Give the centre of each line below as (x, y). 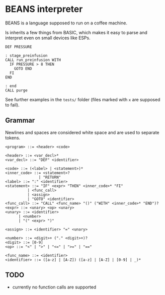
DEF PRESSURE (19, 47)
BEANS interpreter (44, 9)
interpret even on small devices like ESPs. (48, 38)
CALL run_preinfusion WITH (33, 60)
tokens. (13, 138)
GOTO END (23, 69)
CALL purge (16, 90)
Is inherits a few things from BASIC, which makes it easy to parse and (76, 32)
